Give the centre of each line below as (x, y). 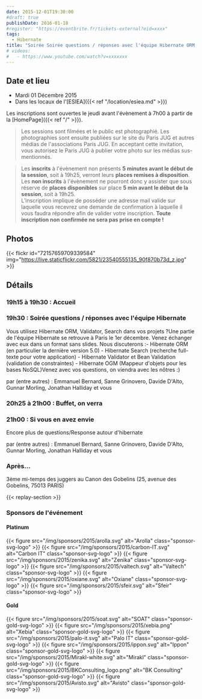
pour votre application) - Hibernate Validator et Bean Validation (98, 357)
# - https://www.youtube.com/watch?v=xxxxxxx (67, 57)
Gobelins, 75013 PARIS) (35, 485)
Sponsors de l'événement (44, 513)
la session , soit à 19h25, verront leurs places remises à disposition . (105, 175)
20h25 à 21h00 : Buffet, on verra (54, 403)
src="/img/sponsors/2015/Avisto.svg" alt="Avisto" (68, 683)
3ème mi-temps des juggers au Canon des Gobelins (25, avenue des (91, 479)
